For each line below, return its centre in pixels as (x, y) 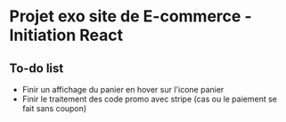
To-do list (37, 68)
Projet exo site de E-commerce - (131, 16)
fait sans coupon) (54, 108)
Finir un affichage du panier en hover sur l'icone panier (123, 89)
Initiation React (66, 35)
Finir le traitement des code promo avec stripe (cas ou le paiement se (150, 99)
